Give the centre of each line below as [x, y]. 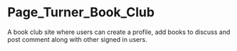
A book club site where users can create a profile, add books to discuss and [119, 32]
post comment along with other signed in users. [77, 39]
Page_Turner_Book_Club [81, 12]
